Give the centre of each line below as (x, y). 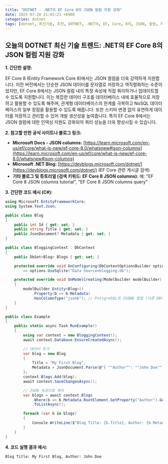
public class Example (28, 317)
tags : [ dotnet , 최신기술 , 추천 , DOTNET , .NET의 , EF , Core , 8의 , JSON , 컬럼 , (82, 24)
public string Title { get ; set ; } (51, 229)
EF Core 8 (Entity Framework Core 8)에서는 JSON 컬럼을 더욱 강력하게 (76, 79)
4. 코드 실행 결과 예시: (26, 447)
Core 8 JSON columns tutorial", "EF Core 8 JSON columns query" (80, 182)
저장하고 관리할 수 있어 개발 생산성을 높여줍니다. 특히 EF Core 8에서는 (82, 116)
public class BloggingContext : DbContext (50, 248)
